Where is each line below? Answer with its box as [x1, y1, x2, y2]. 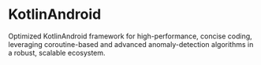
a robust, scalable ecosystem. [8, 48, 106, 57]
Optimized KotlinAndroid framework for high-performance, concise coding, [8, 31, 252, 41]
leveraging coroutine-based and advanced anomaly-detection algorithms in [8, 39, 254, 49]
